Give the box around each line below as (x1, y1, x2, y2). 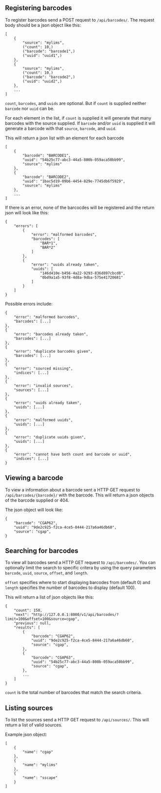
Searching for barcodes (5, 547, 79, 555)
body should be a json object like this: (5, 22, 81, 28)
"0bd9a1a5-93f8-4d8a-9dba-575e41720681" (40, 275, 123, 280)
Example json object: (5, 732, 47, 738)
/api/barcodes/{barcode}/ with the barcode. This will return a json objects (5, 492, 154, 498)
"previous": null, (14, 621, 51, 626)
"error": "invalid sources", (14, 383, 73, 388)
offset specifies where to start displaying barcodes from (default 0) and (5, 580, 150, 586)
